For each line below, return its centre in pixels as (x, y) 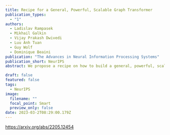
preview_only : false (31, 108)
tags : (11, 85)
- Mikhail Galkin (28, 33)
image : (12, 94)
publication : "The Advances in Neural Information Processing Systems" (82, 57)
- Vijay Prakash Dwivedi (36, 38)
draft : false (19, 75)
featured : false (22, 80)
